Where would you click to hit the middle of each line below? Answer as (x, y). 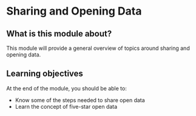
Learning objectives (45, 74)
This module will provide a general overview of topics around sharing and (98, 48)
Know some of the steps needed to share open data (80, 100)
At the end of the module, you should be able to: (67, 88)
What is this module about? (59, 34)
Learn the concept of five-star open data (66, 106)
